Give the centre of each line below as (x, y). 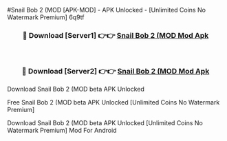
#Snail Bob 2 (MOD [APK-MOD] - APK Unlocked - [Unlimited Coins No (107, 10)
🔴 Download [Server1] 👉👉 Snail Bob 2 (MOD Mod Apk (116, 35)
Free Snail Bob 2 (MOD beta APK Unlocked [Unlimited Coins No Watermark (113, 102)
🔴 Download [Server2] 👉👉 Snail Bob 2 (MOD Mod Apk (116, 72)
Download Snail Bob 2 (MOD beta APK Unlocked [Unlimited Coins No (105, 122)
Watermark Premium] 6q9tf (46, 17)
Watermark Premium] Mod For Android (62, 130)
